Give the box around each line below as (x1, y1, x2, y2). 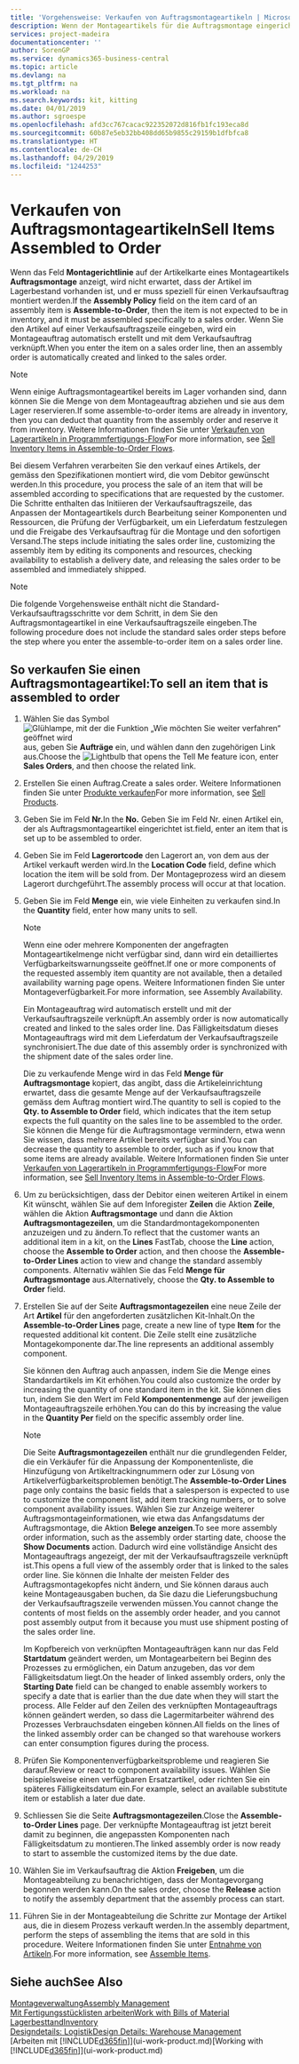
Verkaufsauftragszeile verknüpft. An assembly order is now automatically (22, 1014, 289, 1024)
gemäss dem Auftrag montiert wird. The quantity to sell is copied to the (22, 1096, 281, 1107)
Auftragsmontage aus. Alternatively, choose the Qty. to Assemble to (22, 1274, 275, 1285)
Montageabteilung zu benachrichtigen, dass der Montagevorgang (22, 1875, 264, 1885)
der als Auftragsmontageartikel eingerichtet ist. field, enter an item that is (22, 824, 288, 834)
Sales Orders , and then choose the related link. (22, 761, 196, 771)
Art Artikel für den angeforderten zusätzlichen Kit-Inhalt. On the (22, 1311, 256, 1321)
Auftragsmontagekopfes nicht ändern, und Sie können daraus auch (22, 1579, 269, 1590)
